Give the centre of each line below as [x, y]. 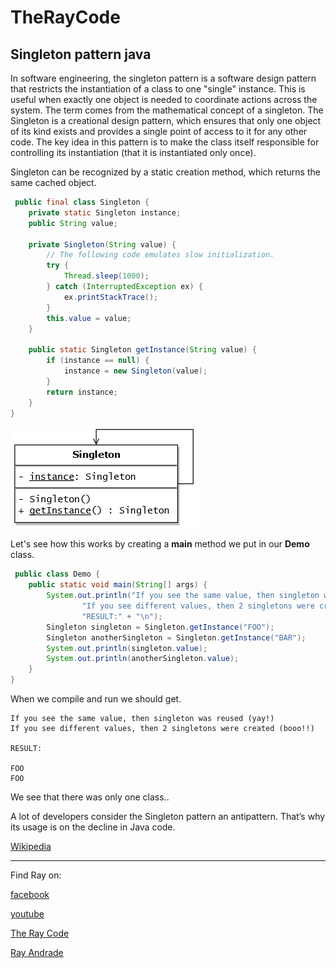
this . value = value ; [89, 318]
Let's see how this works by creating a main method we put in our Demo [160, 544]
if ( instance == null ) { [98, 361]
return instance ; [82, 392]
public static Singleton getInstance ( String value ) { [142, 350]
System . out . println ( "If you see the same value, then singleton [183, 596]
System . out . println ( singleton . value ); [127, 648]
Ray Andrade [37, 952]
